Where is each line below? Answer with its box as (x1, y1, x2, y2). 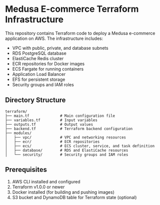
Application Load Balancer (12, 71, 66, 77)
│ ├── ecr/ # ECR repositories (5, 139, 100, 144)
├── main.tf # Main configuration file (5, 113, 115, 118)
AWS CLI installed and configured (12, 178, 80, 184)
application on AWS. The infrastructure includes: (5, 35, 103, 41)
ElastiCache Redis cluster (12, 55, 64, 61)
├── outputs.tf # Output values (5, 122, 93, 127)
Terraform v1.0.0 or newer (12, 184, 65, 190)
